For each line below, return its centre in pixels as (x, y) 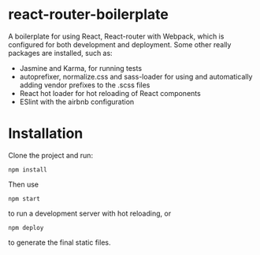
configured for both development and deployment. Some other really (120, 44)
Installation (46, 133)
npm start (24, 198)
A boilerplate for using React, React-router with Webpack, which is (116, 36)
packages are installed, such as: (60, 53)
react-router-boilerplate (89, 15)
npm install (28, 170)
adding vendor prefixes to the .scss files (85, 85)
